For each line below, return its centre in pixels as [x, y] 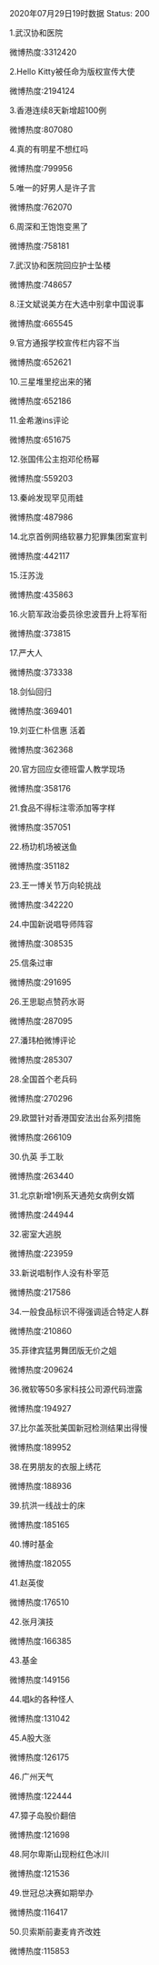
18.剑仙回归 [31, 692]
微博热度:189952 [40, 1447]
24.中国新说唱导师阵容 [51, 924]
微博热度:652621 [40, 362]
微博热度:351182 [40, 866]
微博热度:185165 [40, 1525]
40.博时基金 [32, 1544]
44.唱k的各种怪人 [42, 1699]
